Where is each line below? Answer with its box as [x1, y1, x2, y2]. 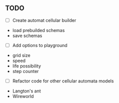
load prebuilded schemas [12, 27, 65, 33]
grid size [12, 52, 31, 58]
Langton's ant [12, 88, 41, 94]
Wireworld [12, 93, 34, 99]
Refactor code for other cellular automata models [12, 77, 114, 84]
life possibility [12, 62, 41, 69]
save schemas [12, 32, 42, 38]
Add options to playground [12, 42, 67, 48]
